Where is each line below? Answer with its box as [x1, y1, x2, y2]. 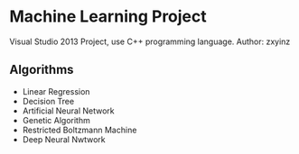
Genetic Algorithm [22, 114, 90, 125]
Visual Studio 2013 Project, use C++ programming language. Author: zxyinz [9, 36, 291, 47]
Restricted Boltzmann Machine [22, 124, 137, 135]
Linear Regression [22, 86, 90, 96]
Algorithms [9, 62, 74, 77]
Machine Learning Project [9, 6, 208, 27]
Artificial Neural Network [22, 105, 115, 116]
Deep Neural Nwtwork [22, 133, 106, 145]
